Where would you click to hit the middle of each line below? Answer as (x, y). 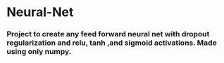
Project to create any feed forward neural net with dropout (108, 34)
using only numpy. (39, 52)
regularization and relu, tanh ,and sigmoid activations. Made (112, 43)
